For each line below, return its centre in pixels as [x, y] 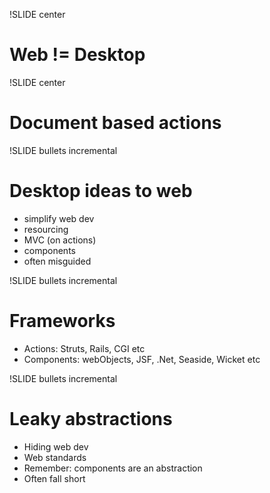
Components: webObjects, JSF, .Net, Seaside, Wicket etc [142, 359]
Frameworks [62, 321]
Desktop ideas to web [101, 191]
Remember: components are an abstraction [113, 468]
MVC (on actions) [60, 240]
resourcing [46, 229]
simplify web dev [59, 218]
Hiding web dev [56, 446]
